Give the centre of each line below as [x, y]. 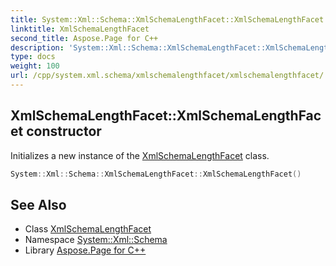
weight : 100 [35, 66]
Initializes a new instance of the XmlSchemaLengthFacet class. [140, 155]
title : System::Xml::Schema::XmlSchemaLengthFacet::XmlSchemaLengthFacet [167, 19]
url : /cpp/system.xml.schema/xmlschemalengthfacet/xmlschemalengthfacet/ [167, 76]
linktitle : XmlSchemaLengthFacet [80, 29]
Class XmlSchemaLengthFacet [88, 229]
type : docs [33, 57]
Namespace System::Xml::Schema [96, 240]
